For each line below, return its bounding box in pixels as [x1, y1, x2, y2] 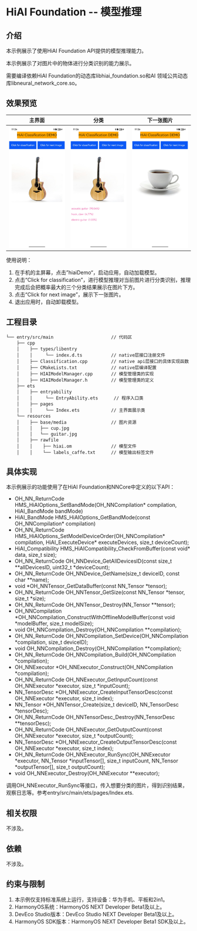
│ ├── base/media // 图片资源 [16, 419, 137, 425]
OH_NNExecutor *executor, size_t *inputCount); [14, 683, 130, 690]
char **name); [14, 576, 49, 583]
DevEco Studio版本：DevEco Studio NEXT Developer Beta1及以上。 [14, 910, 178, 917]
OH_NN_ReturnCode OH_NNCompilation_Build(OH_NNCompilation [14, 651, 176, 658]
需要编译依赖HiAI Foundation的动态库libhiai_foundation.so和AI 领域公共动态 [6, 72, 188, 79]
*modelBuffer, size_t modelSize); [14, 620, 94, 627]
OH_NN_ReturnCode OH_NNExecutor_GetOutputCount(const [14, 726, 162, 733]
